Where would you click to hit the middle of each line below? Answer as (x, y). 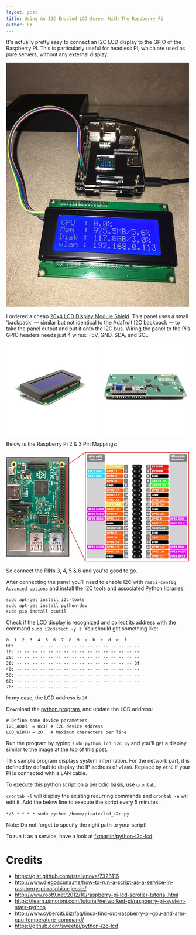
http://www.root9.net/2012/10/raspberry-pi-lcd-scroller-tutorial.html (96, 895)
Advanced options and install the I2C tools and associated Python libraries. (96, 588)
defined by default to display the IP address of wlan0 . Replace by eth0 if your (98, 767)
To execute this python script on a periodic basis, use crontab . (81, 784)
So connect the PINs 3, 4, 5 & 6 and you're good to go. (72, 571)
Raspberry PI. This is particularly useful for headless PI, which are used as (96, 48)
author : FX (19, 25)
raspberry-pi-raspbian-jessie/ (50, 889)
